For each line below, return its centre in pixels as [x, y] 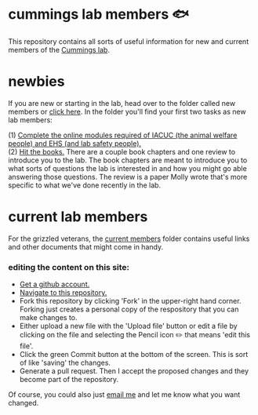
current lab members [78, 217]
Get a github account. [55, 284]
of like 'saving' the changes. [65, 363]
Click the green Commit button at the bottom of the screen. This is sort [134, 355]
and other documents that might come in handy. [85, 246]
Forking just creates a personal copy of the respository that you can [129, 309]
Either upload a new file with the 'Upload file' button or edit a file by [128, 326]
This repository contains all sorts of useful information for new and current [129, 41]
